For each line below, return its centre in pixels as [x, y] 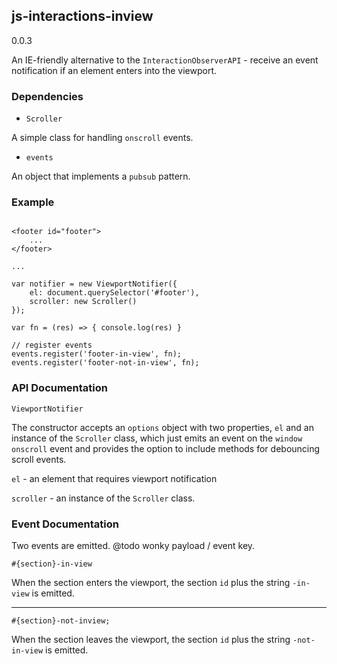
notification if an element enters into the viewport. [114, 70]
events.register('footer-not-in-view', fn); [105, 363]
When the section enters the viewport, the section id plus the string [151, 582]
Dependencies [47, 96]
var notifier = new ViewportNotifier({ [94, 284]
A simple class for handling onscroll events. [102, 138]
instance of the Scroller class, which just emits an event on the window [157, 438]
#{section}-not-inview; [61, 621]
